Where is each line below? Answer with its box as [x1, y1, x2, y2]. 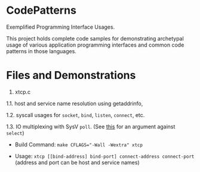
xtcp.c [14, 88, 31, 96]
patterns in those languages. [6, 47, 76, 54]
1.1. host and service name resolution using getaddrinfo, [6, 100, 143, 107]
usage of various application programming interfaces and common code [6, 41, 184, 48]
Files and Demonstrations [6, 69, 136, 82]
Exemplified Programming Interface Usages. [6, 23, 115, 30]
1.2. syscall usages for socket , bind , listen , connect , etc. [6, 111, 145, 118]
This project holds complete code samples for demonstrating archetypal [6, 35, 184, 42]
